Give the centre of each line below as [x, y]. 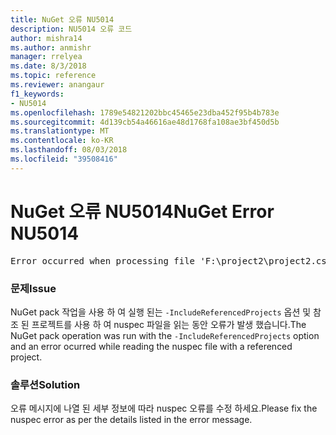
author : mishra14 [46, 38]
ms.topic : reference [53, 76]
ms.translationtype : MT [60, 131]
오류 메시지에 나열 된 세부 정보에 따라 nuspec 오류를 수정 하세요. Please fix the [164, 408]
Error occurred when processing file [103, 260]
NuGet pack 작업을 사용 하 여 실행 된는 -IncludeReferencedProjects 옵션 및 [161, 312]
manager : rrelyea [46, 57]
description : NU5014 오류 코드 [71, 29]
